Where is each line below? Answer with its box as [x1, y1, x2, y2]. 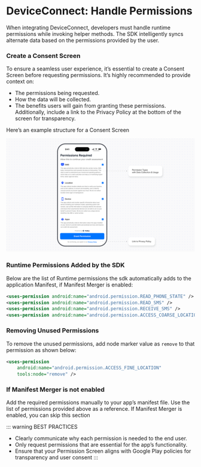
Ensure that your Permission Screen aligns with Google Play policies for [14, 447, 191, 455]
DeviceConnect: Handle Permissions [6, 4, 193, 18]
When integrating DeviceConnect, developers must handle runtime [6, 24, 170, 31]
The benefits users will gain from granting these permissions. [14, 102, 166, 109]
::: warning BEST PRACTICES [6, 423, 78, 431]
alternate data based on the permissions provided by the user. [6, 36, 160, 44]
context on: [6, 78, 35, 85]
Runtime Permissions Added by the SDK [6, 261, 125, 270]
